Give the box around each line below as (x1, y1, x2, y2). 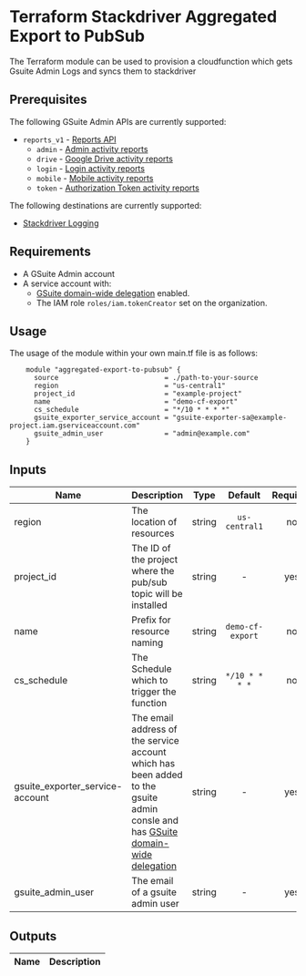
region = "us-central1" (33, 381, 226, 391)
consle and (131, 814, 179, 827)
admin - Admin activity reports (36, 143, 148, 154)
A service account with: (22, 278, 112, 289)
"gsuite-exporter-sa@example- (172, 413, 287, 423)
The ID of (131, 542, 171, 555)
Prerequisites (9, 92, 87, 108)
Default (227, 489, 261, 502)
